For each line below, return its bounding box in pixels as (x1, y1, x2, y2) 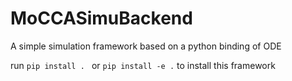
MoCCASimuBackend (10, 7, 193, 30)
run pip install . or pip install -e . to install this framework (10, 59, 276, 71)
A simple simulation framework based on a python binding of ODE (10, 40, 282, 52)
